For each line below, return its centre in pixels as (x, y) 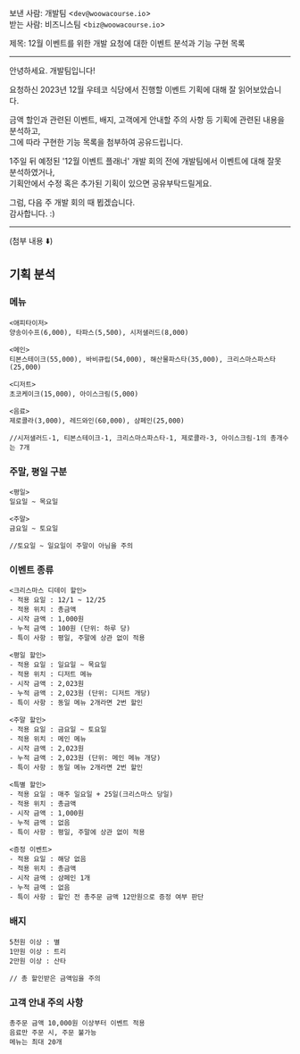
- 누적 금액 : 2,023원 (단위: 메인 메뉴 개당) (85, 758)
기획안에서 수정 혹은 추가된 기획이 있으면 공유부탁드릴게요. (111, 183)
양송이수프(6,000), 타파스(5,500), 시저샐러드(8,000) (99, 332)
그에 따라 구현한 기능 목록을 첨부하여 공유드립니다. (96, 142)
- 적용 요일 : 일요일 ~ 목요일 (58, 665)
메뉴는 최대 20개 (36, 1042)
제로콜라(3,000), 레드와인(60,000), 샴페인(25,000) (97, 421)
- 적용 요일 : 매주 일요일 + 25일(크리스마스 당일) (92, 795)
